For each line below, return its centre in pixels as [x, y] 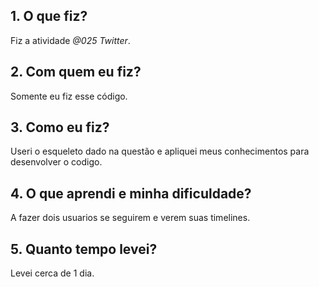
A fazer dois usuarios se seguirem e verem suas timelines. [130, 218]
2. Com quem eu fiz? [76, 72]
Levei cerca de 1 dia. [52, 273]
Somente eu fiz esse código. [69, 96]
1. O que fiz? [49, 16]
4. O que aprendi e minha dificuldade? [131, 193]
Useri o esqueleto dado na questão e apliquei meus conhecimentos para [160, 151]
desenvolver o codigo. [56, 162]
